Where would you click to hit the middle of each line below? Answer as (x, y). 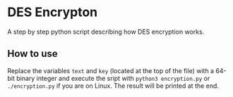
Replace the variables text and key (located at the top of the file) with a (110, 70)
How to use (32, 54)
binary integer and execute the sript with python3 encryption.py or (113, 78)
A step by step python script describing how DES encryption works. (106, 32)
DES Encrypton (53, 12)
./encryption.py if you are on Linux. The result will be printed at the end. (113, 86)
